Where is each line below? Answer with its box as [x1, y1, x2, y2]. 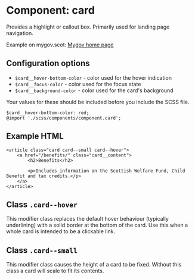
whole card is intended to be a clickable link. [6, 228, 116, 235]
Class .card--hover [6, 199, 78, 209]
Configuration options [6, 58, 91, 68]
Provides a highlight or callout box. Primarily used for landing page [6, 23, 170, 30]
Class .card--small [6, 245, 78, 255]
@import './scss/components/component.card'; [6, 115, 121, 121]
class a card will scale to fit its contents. [6, 267, 104, 274]
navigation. [6, 29, 34, 36]
